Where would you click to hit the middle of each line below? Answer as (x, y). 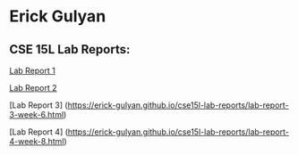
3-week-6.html (37, 114)
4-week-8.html (37, 141)
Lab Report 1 (32, 70)
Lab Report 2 (33, 88)
